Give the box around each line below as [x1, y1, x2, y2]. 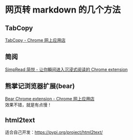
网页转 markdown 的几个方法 [5, 4, 121, 15]
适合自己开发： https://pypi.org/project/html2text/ [5, 129, 103, 135]
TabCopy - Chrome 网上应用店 [5, 37, 66, 43]
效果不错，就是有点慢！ [5, 102, 52, 108]
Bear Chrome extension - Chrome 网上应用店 [5, 96, 95, 101]
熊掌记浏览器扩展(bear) [5, 82, 75, 90]
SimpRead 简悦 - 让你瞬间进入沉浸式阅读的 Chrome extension [5, 66, 128, 72]
